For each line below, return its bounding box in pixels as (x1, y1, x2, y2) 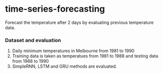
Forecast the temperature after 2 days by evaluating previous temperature (5, 19, 154, 25)
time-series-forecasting (5, 3, 105, 15)
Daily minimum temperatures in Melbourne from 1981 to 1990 (12, 48, 135, 54)
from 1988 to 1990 (12, 58, 49, 64)
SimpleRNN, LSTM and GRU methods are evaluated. (12, 63, 117, 69)
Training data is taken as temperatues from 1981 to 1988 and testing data (12, 53, 159, 59)
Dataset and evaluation (5, 37, 61, 43)
